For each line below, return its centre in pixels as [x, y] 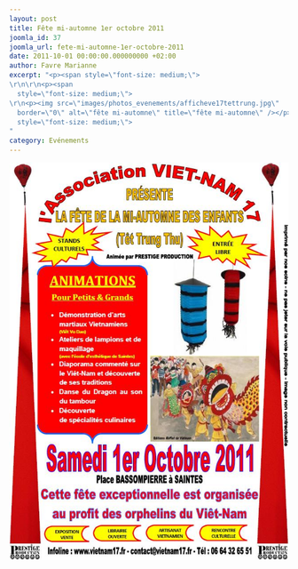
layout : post [33, 19]
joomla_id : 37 [35, 37]
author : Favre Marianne [53, 66]
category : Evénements [49, 141]
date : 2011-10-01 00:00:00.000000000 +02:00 [93, 56]
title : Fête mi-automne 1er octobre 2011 [87, 28]
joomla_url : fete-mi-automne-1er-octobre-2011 [97, 47]
